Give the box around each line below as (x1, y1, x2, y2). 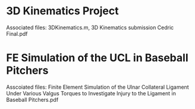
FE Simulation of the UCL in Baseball (6, 51, 188, 65)
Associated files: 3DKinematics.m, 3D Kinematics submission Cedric (6, 24, 174, 31)
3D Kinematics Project (6, 4, 119, 18)
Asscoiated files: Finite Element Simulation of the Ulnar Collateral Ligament (6, 83, 189, 91)
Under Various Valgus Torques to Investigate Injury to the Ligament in (6, 89, 177, 96)
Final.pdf (6, 30, 28, 37)
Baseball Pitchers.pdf (6, 96, 59, 103)
